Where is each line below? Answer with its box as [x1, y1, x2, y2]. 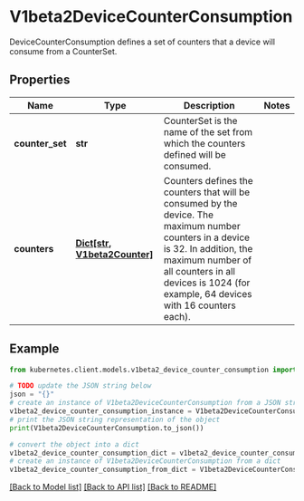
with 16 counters [163, 299, 237, 312]
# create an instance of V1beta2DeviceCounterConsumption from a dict [9, 457, 281, 466]
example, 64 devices [163, 287, 252, 300]
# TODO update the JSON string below [9, 381, 152, 390]
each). [163, 310, 192, 323]
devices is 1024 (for [163, 276, 251, 289]
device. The [163, 208, 214, 221]
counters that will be [163, 186, 251, 198]
